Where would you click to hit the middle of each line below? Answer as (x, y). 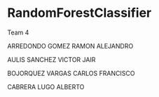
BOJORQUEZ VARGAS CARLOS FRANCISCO (71, 73)
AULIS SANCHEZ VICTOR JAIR (51, 59)
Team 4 (18, 32)
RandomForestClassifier (79, 13)
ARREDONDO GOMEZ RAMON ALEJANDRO (70, 46)
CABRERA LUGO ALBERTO (46, 86)
